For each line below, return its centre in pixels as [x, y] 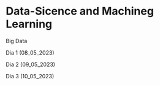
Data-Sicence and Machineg [80, 11]
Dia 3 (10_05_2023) [30, 76]
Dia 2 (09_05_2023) [31, 64]
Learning [29, 24]
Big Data [17, 41]
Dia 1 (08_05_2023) [30, 52]
